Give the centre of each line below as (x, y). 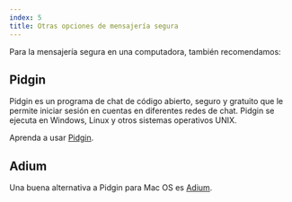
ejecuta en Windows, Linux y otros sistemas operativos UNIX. (123, 120)
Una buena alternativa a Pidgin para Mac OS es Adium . (111, 188)
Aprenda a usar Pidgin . (52, 138)
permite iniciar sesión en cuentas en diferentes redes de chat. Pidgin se (142, 111)
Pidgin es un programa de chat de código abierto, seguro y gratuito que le (146, 101)
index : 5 (26, 18)
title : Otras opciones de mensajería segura (94, 26)
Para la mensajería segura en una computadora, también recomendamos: (145, 51)
